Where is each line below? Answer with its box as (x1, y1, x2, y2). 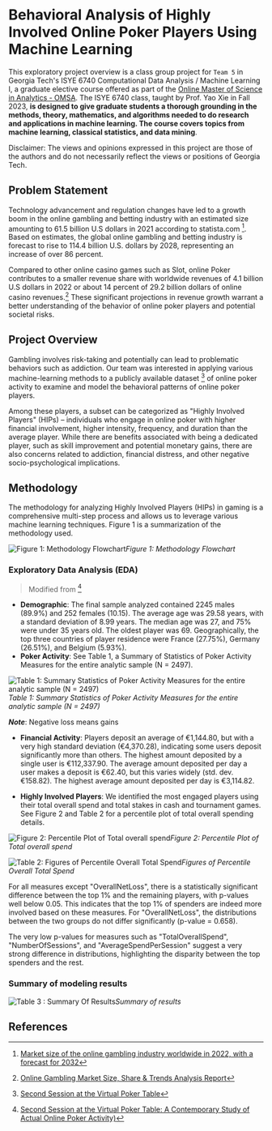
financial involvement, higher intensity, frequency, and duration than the (8, 423, 249, 433)
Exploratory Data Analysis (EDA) (8, 565, 138, 576)
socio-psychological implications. (8, 458, 121, 467)
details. (19, 817, 45, 827)
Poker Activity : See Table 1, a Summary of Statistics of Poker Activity (19, 651, 253, 661)
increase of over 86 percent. (8, 250, 104, 259)
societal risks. (8, 309, 55, 319)
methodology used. (8, 528, 74, 538)
